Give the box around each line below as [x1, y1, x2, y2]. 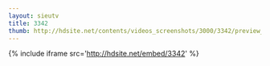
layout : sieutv [8, 11, 59, 20]
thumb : [8, 27, 31, 35]
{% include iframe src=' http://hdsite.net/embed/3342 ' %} [8, 49, 199, 59]
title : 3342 [8, 19, 48, 27]
